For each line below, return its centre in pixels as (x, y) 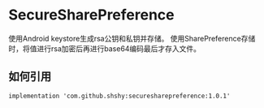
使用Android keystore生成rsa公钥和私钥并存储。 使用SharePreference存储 (132, 38)
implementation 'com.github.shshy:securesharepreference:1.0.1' (119, 96)
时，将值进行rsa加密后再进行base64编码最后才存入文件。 (105, 48)
